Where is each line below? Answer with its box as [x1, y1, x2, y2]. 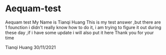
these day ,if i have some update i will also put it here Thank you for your [5, 29, 154, 35]
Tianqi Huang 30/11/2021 [5, 44, 56, 50]
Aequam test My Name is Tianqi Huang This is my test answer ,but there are [5, 19, 161, 25]
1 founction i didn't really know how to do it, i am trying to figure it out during [5, 24, 162, 30]
